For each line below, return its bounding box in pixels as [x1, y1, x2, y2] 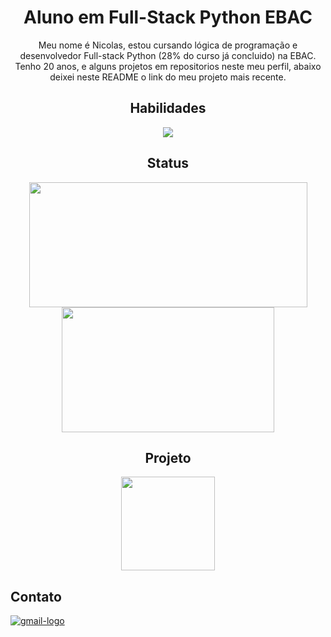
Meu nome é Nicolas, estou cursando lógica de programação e [38, 39, 298, 51]
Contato [10, 588, 62, 605]
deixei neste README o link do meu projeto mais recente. [49, 71, 287, 83]
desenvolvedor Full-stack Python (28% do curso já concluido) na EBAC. [19, 49, 317, 61]
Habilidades [129, 100, 207, 117]
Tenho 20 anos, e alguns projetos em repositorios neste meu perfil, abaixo [14, 60, 322, 72]
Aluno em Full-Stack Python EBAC [23, 6, 313, 29]
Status [146, 155, 190, 172]
